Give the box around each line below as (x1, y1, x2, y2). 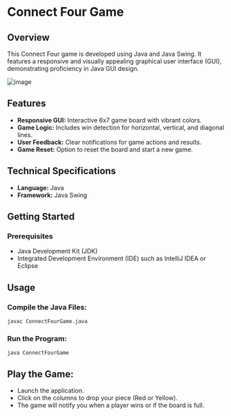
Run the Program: (7, 333, 68, 343)
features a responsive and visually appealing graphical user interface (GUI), (7, 57, 222, 65)
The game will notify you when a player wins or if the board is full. (17, 401, 205, 410)
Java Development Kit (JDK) (17, 247, 98, 256)
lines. (17, 130, 33, 138)
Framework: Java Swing (17, 191, 88, 199)
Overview (7, 32, 50, 43)
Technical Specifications (7, 165, 117, 177)
